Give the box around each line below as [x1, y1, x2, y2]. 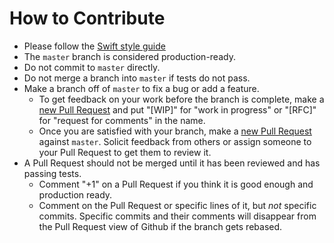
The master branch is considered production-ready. [23, 50, 236, 62]
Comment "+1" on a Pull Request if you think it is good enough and [38, 178, 314, 190]
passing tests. [23, 167, 82, 179]
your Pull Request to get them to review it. [38, 146, 212, 158]
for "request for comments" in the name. [38, 114, 206, 126]
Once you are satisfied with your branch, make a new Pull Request [38, 125, 312, 137]
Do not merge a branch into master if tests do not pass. [23, 72, 251, 84]
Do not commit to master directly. [23, 61, 161, 73]
